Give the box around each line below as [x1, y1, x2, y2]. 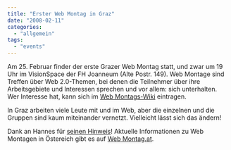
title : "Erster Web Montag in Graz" [7, 10, 115, 18]
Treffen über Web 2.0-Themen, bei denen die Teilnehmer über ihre [7, 77, 201, 85]
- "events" [13, 43, 46, 50]
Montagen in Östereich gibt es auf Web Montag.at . [7, 135, 154, 143]
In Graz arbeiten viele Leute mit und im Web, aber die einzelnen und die [7, 106, 215, 114]
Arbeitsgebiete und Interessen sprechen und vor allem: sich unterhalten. [7, 85, 217, 93]
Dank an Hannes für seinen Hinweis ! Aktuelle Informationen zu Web [7, 127, 204, 135]
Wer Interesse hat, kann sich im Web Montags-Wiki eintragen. [7, 92, 187, 101]
